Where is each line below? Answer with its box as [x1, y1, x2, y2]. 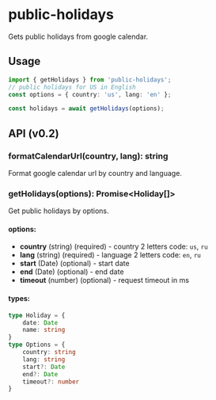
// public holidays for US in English [8, 83, 136, 91]
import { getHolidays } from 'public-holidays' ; [8, 75, 172, 84]
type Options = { [8, 341, 66, 349]
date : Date [22, 318, 59, 326]
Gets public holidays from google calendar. [8, 32, 149, 41]
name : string [22, 326, 66, 334]
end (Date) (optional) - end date [19, 267, 124, 276]
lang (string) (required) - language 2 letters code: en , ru [19, 250, 202, 260]
